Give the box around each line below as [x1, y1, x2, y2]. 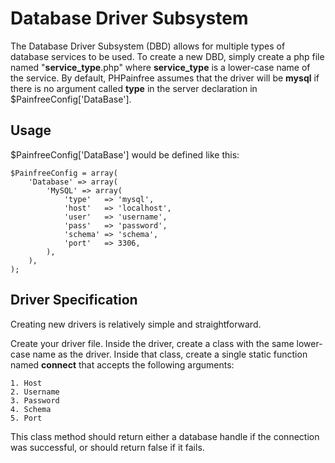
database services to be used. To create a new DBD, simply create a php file [10, 50, 325, 62]
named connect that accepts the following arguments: [10, 358, 235, 371]
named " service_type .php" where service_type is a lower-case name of [10, 61, 311, 73]
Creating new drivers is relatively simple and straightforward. [10, 318, 262, 330]
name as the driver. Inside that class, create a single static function [32, 348, 308, 360]
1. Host [10, 378, 43, 388]
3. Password [10, 395, 60, 406]
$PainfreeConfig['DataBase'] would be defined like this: [10, 148, 240, 161]
